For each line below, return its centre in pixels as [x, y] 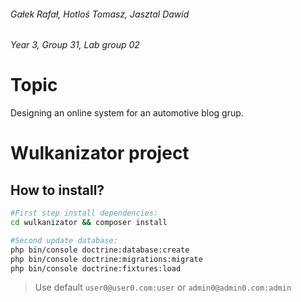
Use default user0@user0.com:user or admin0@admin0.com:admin [163, 287]
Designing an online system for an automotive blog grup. [127, 113]
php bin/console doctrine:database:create [100, 250]
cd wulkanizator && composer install [89, 223]
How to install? [57, 190]
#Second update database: [64, 240]
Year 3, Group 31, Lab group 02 [75, 45]
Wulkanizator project [100, 153]
